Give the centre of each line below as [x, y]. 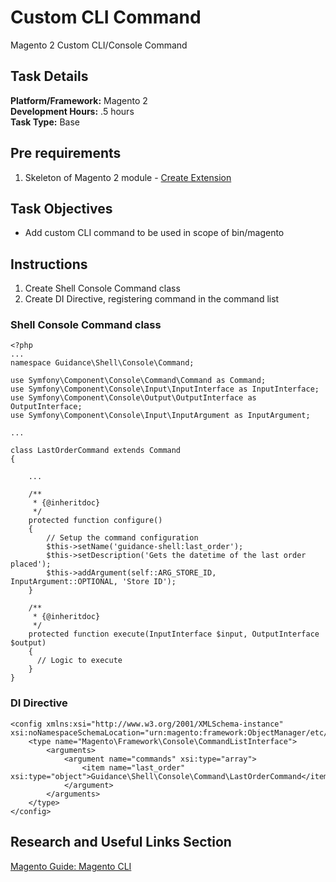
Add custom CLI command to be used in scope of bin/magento [154, 233]
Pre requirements [66, 153]
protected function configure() [95, 521]
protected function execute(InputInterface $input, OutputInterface [174, 634]
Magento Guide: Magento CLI [71, 866]
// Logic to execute [79, 661]
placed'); [31, 564]
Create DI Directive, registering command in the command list [152, 299]
